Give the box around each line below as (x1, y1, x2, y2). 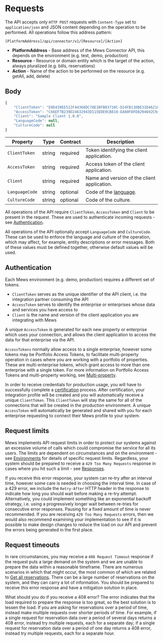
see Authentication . (5, 219, 44, 225)
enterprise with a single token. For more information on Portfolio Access (5, 367, 149, 373)
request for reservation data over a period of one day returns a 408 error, (5, 625, 152, 631)
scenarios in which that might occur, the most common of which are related (5, 569, 156, 575)
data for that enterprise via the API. (5, 337, 75, 342)
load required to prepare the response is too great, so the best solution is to (5, 600, 156, 605)
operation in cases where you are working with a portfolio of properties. (5, 357, 149, 362)
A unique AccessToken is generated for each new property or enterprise (5, 326, 147, 332)
